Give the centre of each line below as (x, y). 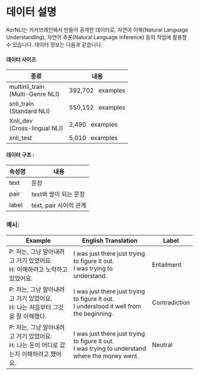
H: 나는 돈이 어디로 (34, 345)
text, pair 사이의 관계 (59, 205)
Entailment (167, 265)
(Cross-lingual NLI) (36, 128)
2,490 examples (93, 125)
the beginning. (93, 313)
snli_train (22, 104)
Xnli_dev (21, 121)
